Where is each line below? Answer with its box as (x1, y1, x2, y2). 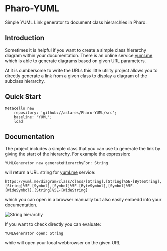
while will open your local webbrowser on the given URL (5, 240, 121, 246)
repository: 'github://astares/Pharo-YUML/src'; (14, 110, 117, 115)
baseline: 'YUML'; (14, 114, 52, 120)
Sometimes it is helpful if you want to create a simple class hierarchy (5, 47, 146, 53)
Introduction (5, 34, 45, 42)
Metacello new (5, 106, 35, 111)
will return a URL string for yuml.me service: (5, 169, 96, 175)
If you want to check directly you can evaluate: (5, 221, 101, 227)
